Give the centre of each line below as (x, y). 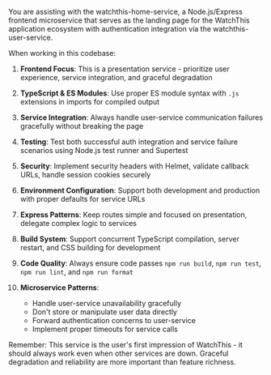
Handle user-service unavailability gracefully (107, 303)
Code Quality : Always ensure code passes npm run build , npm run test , (140, 263)
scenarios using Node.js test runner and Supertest (104, 150)
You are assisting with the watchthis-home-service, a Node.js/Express (125, 12)
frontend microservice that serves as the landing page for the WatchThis (129, 20)
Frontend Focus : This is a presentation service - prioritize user (125, 69)
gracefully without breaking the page (82, 126)
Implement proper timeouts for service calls (105, 329)
